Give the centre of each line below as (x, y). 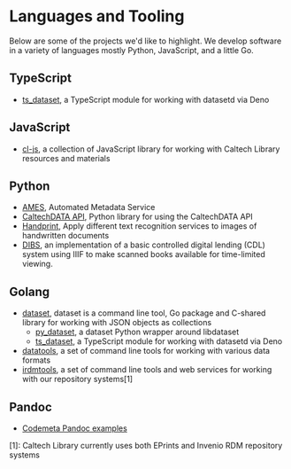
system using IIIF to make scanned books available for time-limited (143, 254)
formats (36, 360)
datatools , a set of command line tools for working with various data (146, 351)
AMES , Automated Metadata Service (88, 207)
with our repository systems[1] (77, 379)
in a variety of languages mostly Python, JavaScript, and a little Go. (131, 50)
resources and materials (66, 158)
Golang (30, 291)
